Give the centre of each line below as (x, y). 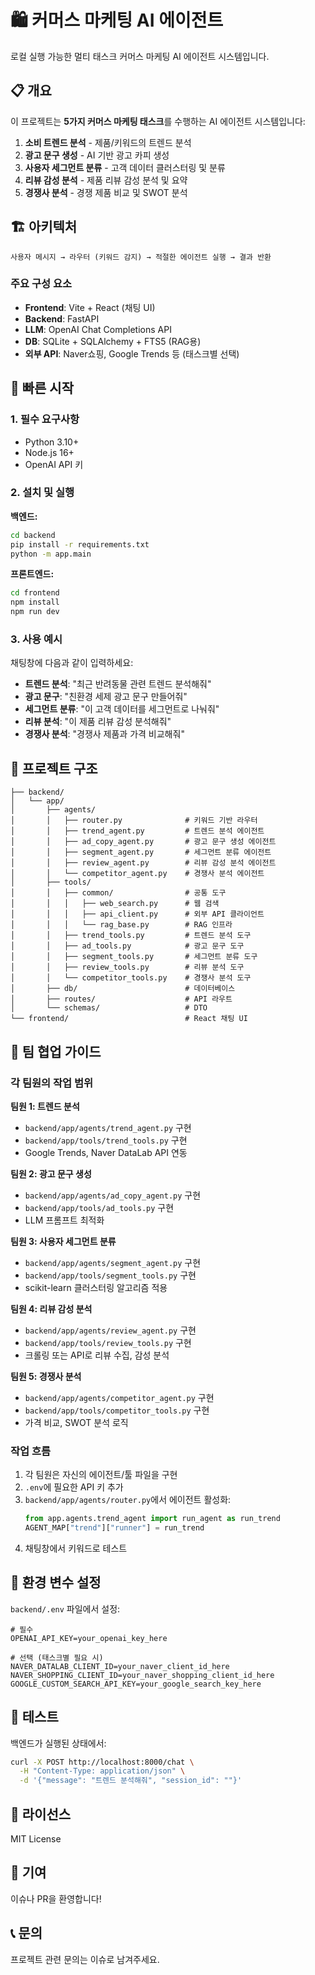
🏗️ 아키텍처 (44, 227)
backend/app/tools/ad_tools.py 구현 (99, 1207)
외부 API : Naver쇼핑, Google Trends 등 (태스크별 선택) (132, 353)
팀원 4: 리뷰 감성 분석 (51, 1308)
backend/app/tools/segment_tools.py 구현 (110, 1275)
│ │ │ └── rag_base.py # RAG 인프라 (121, 925)
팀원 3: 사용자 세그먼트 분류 (63, 1241)
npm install (35, 602)
